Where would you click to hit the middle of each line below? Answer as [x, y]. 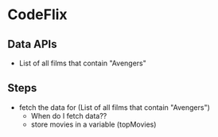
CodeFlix [38, 15]
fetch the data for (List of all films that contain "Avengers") [114, 107]
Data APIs [32, 44]
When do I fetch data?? [69, 115]
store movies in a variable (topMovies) [93, 124]
